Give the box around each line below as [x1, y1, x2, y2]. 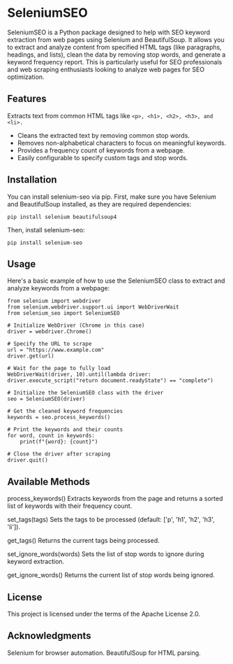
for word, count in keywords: [7, 432, 96, 439]
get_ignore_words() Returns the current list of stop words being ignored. [7, 571, 215, 579]
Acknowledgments [7, 630, 92, 642]
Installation [7, 174, 57, 186]
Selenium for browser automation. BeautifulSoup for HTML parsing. [7, 649, 201, 657]
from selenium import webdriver [7, 297, 101, 305]
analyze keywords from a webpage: [7, 284, 110, 292]
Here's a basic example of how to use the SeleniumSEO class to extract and [7, 276, 225, 285]
